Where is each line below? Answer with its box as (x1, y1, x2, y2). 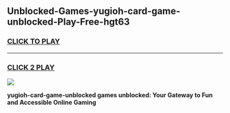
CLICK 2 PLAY (7, 62, 55, 72)
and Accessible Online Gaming (7, 98, 97, 106)
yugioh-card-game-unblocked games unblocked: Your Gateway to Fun (7, 90, 214, 99)
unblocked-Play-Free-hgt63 (7, 16, 130, 28)
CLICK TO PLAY (7, 37, 60, 47)
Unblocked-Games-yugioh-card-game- (7, 5, 181, 17)
